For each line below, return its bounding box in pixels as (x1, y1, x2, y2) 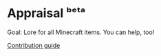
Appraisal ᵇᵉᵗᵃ (7, 5, 86, 21)
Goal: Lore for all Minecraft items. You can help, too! (7, 28, 155, 36)
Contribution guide (7, 41, 61, 49)
